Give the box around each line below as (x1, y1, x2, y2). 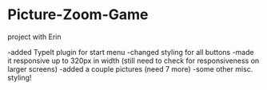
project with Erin (7, 32, 62, 41)
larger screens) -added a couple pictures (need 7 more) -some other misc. (7, 64, 253, 73)
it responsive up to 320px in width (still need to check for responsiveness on (7, 56, 260, 65)
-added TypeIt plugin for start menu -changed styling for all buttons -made (7, 47, 254, 57)
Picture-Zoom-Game (7, 6, 149, 24)
